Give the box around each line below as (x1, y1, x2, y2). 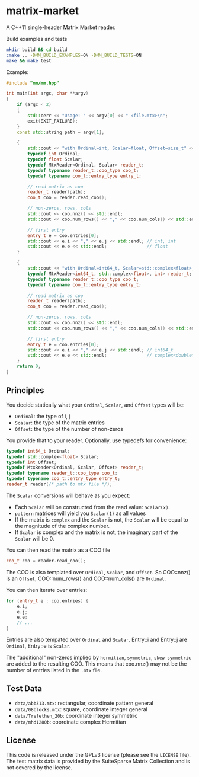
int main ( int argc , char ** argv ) (6, 91, 89, 97)
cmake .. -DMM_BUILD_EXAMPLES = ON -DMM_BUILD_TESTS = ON (6, 52, 142, 58)
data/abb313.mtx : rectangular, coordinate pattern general (14, 699, 154, 706)
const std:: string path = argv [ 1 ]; (17, 129, 105, 135)
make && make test (6, 57, 52, 63)
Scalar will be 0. (14, 535, 54, 542)
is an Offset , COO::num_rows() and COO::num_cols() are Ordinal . (6, 575, 166, 582)
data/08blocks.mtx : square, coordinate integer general (14, 705, 148, 712)
